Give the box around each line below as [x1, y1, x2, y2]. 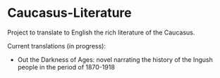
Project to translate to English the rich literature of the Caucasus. [7, 28, 195, 37]
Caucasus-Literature [7, 5, 132, 21]
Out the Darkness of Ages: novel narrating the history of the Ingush [17, 55, 214, 64]
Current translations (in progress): [7, 41, 106, 50]
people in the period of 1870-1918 [17, 63, 115, 71]
